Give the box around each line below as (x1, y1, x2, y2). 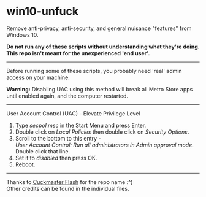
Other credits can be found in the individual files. (6, 185, 129, 192)
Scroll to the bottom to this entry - (15, 134, 101, 142)
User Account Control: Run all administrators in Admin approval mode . (15, 141, 194, 149)
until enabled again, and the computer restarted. (6, 92, 129, 99)
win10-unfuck (6, 4, 78, 18)
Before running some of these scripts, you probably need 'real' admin (6, 67, 182, 74)
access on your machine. (6, 74, 71, 81)
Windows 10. (6, 31, 39, 38)
